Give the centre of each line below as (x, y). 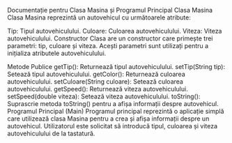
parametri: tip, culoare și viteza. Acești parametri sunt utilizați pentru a (108, 46)
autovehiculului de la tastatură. (51, 133)
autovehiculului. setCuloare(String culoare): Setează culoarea (95, 82)
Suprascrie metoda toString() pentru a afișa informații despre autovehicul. (113, 104)
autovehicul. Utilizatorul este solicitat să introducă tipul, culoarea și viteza (113, 126)
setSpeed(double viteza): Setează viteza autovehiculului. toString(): (104, 96)
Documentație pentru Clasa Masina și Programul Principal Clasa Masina (110, 10)
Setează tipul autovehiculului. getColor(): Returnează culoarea (96, 74)
